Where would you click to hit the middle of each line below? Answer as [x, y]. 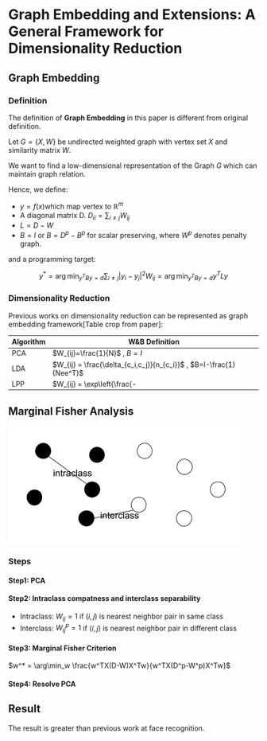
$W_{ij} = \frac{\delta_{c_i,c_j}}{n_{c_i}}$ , [120, 365]
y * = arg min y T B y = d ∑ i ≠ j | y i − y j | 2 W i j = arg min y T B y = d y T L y [133, 276]
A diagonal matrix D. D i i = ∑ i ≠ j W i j [75, 216]
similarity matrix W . [40, 150]
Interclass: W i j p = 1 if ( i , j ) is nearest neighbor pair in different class [128, 628]
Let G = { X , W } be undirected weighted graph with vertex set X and [118, 142]
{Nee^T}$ [68, 372]
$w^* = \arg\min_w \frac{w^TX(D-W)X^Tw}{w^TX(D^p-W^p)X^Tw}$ [120, 665]
